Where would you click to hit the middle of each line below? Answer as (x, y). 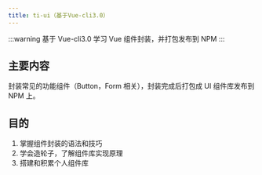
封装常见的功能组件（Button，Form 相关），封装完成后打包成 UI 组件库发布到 (131, 86)
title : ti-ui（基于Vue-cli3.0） (59, 15)
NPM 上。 (24, 96)
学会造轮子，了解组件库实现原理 (71, 153)
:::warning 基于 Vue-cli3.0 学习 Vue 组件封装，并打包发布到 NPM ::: (116, 38)
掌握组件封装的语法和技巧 (61, 144)
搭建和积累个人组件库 (54, 163)
